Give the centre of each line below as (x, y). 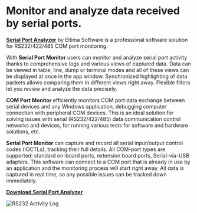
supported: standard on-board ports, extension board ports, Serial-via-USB (98, 155)
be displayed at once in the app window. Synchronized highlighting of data (97, 76)
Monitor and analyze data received (93, 11)
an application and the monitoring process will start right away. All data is (95, 168)
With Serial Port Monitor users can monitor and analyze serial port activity (97, 57)
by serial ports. (44, 23)
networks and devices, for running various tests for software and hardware (97, 125)
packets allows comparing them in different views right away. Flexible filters (98, 82)
